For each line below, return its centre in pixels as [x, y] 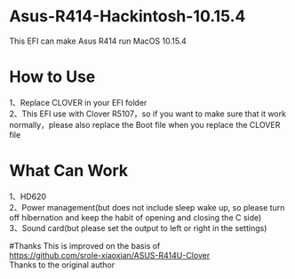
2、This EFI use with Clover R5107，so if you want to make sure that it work [148, 114]
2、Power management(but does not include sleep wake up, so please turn [147, 207]
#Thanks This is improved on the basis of [85, 245]
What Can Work [69, 171]
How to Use [52, 77]
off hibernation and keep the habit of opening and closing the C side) [136, 217]
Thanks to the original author [62, 265]
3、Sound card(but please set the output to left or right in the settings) [138, 227]
